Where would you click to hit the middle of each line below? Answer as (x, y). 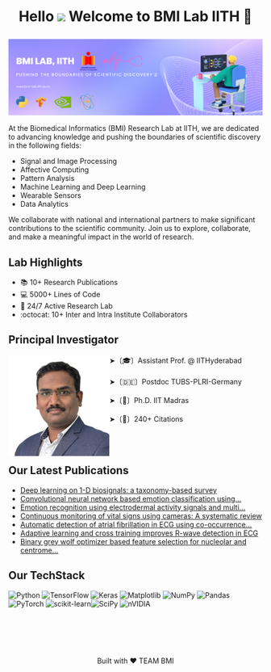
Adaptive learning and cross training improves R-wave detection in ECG (139, 533)
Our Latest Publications (69, 470)
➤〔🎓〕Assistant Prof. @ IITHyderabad (175, 360)
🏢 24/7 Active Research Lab (66, 306)
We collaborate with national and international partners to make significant (132, 220)
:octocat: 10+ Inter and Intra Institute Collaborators (104, 315)
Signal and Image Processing (68, 162)
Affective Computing (54, 170)
